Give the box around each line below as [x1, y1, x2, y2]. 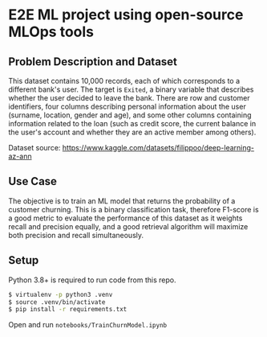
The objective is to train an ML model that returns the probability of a [8, 195, 236, 206]
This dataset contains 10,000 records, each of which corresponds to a [8, 76, 241, 85]
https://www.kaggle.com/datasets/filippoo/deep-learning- [62, 143, 255, 152]
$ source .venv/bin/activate [8, 298, 106, 306]
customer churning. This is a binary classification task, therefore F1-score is [8, 204, 259, 214]
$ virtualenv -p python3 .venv [8, 290, 113, 298]
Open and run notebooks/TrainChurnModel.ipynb [8, 320, 167, 330]
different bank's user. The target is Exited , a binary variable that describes [8, 84, 254, 94]
